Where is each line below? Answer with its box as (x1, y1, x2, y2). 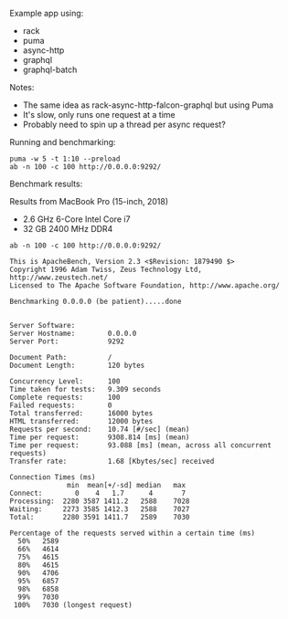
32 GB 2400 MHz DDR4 (22, 224, 113, 234)
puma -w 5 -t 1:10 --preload (9, 154, 121, 163)
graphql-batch (22, 64, 78, 75)
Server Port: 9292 (9, 337, 125, 346)
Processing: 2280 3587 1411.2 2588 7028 (9, 497, 190, 506)
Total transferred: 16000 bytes (9, 409, 154, 418)
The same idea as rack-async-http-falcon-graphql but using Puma (22, 100, 274, 110)
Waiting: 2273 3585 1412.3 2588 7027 (9, 505, 190, 514)
